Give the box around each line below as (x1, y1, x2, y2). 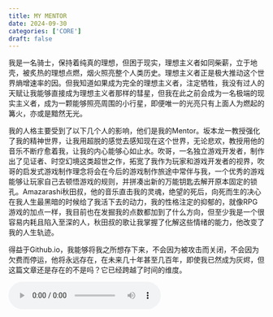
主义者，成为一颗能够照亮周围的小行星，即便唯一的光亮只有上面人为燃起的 (15, 98, 265, 108)
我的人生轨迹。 (8, 228, 58, 237)
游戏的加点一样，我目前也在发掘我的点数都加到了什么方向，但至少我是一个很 (8, 207, 265, 217)
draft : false (8, 34, 53, 43)
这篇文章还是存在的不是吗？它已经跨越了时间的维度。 (8, 265, 187, 275)
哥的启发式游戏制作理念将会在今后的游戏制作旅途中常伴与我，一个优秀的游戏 (8, 167, 265, 176)
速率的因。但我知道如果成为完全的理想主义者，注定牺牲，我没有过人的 (29, 78, 265, 88)
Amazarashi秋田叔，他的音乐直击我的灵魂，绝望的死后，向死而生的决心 (22, 187, 262, 197)
